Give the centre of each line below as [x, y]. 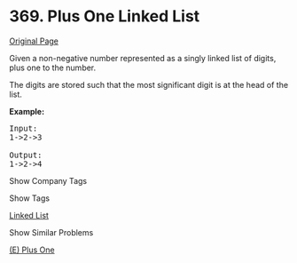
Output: [26, 155]
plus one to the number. [53, 68]
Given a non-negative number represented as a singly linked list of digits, [143, 58]
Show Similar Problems [51, 232]
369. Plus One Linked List [105, 16]
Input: [23, 128]
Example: [27, 111]
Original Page [34, 41]
